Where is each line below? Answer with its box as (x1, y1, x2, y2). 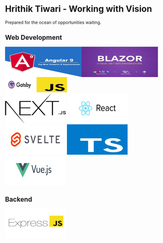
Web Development (5, 33, 62, 42)
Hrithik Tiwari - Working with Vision (5, 3, 152, 15)
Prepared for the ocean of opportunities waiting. (5, 19, 102, 25)
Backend (5, 195, 33, 204)
